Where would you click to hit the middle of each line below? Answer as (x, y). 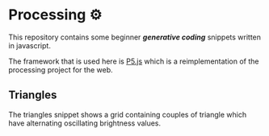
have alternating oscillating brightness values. (85, 123)
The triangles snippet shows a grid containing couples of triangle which (128, 114)
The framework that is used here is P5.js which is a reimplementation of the (134, 61)
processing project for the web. (61, 69)
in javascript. (29, 45)
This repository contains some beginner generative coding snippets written (134, 37)
